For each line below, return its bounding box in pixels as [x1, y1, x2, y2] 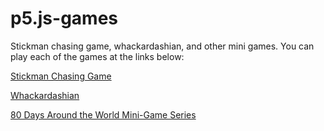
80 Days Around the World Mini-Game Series [10, 108, 197, 121]
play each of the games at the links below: [10, 50, 185, 62]
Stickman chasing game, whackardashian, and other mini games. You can [10, 40, 315, 52]
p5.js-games [10, 7, 119, 30]
